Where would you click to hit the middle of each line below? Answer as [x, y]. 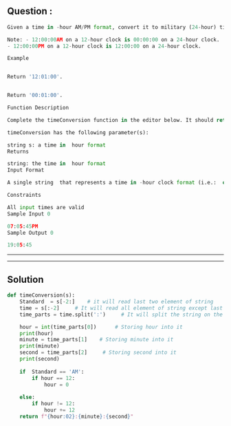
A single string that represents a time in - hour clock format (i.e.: [112, 183]
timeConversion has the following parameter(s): [78, 132]
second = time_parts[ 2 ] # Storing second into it [98, 353]
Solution [25, 279]
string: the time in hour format [57, 164]
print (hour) [36, 333]
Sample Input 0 [29, 214]
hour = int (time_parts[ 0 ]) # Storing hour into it [101, 327]
